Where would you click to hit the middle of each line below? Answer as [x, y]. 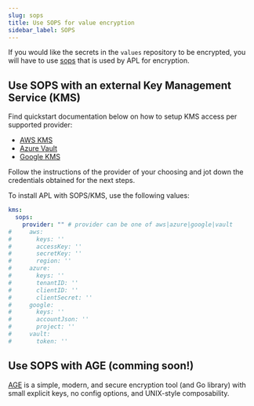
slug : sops [26, 15]
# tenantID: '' [44, 283]
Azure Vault [38, 148]
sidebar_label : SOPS [42, 30]
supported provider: [40, 125]
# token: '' [38, 341]
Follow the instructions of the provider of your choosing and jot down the [126, 172]
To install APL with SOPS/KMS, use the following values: [99, 196]
